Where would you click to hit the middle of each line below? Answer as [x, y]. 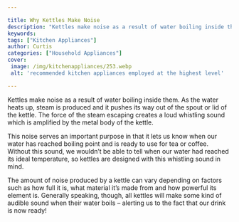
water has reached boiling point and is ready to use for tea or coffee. [108, 144]
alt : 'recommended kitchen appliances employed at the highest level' [117, 73]
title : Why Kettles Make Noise [54, 20]
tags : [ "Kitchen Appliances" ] [52, 40]
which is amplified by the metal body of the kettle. [81, 122]
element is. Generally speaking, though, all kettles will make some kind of [115, 195]
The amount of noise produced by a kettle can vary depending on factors [115, 180]
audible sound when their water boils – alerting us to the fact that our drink [117, 203]
